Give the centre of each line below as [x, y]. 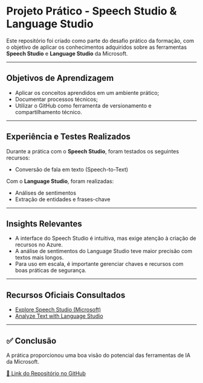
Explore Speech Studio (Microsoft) [58, 310]
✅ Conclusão [31, 340]
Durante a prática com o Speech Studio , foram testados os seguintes [93, 151]
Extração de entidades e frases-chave [63, 199]
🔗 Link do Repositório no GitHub [46, 373]
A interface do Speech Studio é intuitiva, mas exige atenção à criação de [105, 238]
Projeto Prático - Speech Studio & [92, 11]
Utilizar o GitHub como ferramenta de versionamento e [83, 105]
